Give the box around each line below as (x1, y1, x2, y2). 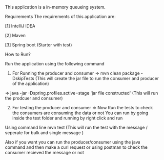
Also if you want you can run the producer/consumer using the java (5, 139, 141, 145)
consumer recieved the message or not (5, 150, 84, 155)
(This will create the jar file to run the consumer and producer (35, 76, 159, 81)
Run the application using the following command (5, 61, 104, 66)
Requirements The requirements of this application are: (5, 14, 116, 19)
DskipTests (12, 76, 35, 81)
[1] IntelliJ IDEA (5, 23, 36, 29)
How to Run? (5, 51, 31, 57)
